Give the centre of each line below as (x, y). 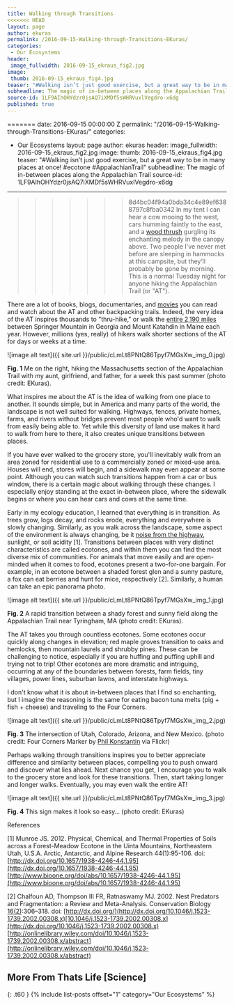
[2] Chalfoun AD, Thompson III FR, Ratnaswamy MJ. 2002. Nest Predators (113, 896)
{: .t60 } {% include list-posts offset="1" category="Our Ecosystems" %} (111, 994)
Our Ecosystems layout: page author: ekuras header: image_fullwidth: (117, 145)
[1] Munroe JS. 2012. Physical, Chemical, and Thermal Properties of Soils (112, 838)
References (24, 825)
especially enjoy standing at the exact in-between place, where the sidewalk (117, 491)
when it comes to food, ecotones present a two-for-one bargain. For (128, 564)
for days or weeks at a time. (47, 341)
